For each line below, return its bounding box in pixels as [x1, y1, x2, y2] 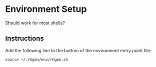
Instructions [5, 34, 44, 43]
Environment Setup [5, 3, 87, 15]
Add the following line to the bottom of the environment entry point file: [5, 47, 151, 53]
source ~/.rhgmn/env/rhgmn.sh [5, 57, 68, 62]
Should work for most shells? [5, 20, 65, 26]
